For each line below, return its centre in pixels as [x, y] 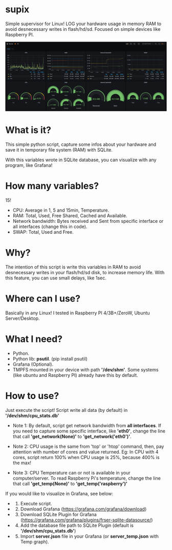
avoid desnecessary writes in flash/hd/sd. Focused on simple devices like [83, 29]
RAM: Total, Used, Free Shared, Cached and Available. [70, 215]
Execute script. [36, 503]
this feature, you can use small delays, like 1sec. [56, 278]
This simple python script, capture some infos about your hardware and [81, 144]
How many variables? [52, 186]
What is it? [28, 130]
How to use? [32, 396]
